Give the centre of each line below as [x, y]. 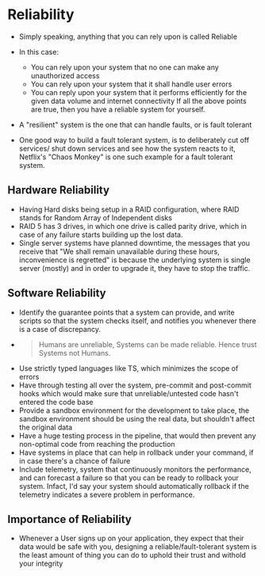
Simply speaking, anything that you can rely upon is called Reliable [128, 36]
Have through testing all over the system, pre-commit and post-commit [135, 385]
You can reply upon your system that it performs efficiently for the [139, 92]
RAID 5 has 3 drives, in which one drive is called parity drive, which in [133, 226]
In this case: [38, 51]
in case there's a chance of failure [75, 460]
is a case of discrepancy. [60, 329]
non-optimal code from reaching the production [97, 444]
